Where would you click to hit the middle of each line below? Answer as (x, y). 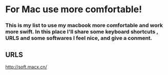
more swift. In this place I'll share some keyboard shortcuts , (82, 32)
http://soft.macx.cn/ (26, 67)
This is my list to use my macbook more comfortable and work (84, 26)
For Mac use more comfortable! (74, 9)
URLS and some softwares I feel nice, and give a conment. (79, 38)
